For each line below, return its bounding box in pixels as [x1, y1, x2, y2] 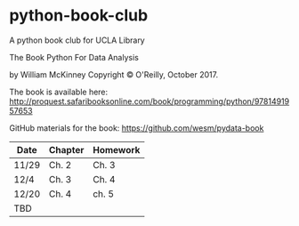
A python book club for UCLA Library [9, 35, 145, 45]
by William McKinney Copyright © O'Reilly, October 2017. [9, 69, 219, 80]
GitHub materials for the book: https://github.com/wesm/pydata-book [9, 122, 264, 133]
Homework [93, 143, 141, 156]
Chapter [48, 143, 85, 156]
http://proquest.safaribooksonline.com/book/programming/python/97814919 [9, 95, 290, 107]
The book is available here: [9, 86, 109, 97]
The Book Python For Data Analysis [9, 52, 140, 62]
